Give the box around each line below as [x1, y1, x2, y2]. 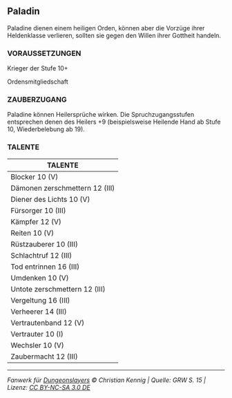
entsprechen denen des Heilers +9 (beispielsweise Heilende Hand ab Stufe [7, 117, 221, 126]
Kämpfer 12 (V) [10, 217, 62, 227]
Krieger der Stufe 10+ [7, 64, 68, 73]
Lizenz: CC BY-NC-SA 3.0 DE [7, 383, 91, 391]
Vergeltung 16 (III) [10, 295, 70, 305]
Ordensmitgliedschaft [7, 77, 69, 86]
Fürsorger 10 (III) [10, 205, 67, 215]
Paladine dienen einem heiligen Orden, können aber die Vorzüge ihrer [7, 23, 205, 32]
